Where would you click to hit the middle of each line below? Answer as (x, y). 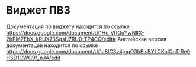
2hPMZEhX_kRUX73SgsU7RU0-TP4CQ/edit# (61, 39)
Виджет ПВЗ (38, 10)
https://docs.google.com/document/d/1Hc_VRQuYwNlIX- (75, 32)
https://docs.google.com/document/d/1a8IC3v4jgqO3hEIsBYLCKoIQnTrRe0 (98, 51)
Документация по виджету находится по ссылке (68, 26)
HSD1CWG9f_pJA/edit (33, 58)
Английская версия (142, 39)
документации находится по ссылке (52, 45)
